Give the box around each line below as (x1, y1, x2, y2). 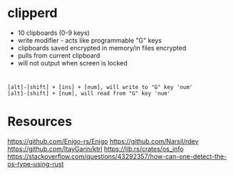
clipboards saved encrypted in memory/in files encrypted (17, 43, 187, 52)
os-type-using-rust (7, 160, 64, 169)
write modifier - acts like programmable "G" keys (17, 36, 162, 44)
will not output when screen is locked (17, 58, 128, 67)
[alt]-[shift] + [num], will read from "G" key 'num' (7, 90, 171, 97)
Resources (7, 114, 73, 129)
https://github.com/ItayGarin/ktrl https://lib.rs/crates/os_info (7, 144, 184, 154)
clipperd (7, 5, 58, 21)
